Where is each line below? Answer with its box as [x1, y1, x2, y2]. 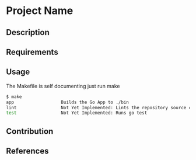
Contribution [6, 126, 54, 136]
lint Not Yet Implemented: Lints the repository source [6, 105, 187, 110]
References [6, 146, 49, 156]
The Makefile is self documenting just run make [6, 82, 120, 89]
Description [6, 27, 50, 37]
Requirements [6, 47, 58, 57]
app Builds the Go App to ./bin [6, 99, 129, 105]
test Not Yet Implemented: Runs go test [6, 110, 148, 116]
